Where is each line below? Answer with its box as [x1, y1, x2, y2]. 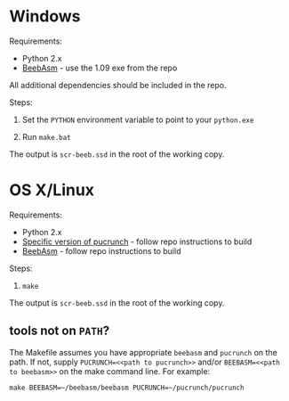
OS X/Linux [9, 180, 95, 200]
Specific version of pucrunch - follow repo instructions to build [21, 236, 253, 247]
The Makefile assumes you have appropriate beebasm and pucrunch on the [9, 347, 277, 357]
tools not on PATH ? [9, 323, 109, 339]
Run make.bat [21, 131, 71, 142]
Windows [9, 6, 81, 27]
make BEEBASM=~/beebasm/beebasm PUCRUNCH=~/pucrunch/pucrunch [9, 383, 245, 392]
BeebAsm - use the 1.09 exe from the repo [21, 62, 178, 73]
